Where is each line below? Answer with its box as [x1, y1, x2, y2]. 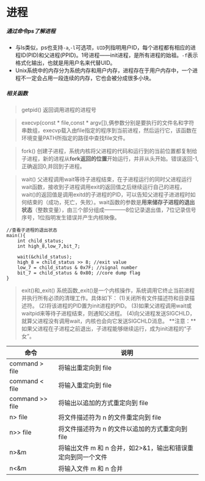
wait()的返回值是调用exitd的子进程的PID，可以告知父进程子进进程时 [21, 191, 190, 199]
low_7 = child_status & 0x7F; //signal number [17, 265, 138, 271]
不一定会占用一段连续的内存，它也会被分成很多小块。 [20, 75, 154, 82]
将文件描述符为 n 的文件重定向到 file [58, 413, 162, 422]
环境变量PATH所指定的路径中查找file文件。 [21, 134, 129, 142]
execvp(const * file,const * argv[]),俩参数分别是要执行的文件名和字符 [21, 119, 195, 127]
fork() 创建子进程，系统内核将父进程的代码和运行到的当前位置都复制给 [21, 147, 198, 155]
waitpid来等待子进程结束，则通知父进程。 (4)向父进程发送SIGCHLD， [21, 310, 195, 317]
